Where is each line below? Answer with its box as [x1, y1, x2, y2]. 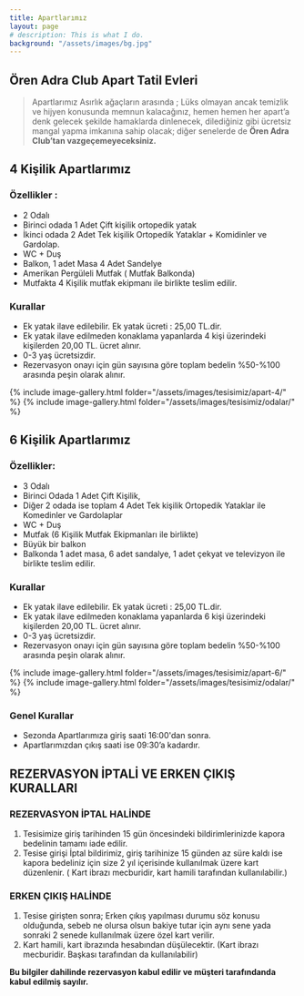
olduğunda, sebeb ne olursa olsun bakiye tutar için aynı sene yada [22, 920, 271, 931]
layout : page [9, 22, 59, 31]
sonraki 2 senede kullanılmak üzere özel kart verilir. [22, 930, 216, 940]
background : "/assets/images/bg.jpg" [9, 38, 153, 48]
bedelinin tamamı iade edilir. [22, 838, 128, 849]
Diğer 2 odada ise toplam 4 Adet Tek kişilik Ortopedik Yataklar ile [22, 500, 266, 511]
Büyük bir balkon [22, 538, 86, 549]
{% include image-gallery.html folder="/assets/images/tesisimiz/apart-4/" [9, 387, 287, 398]
